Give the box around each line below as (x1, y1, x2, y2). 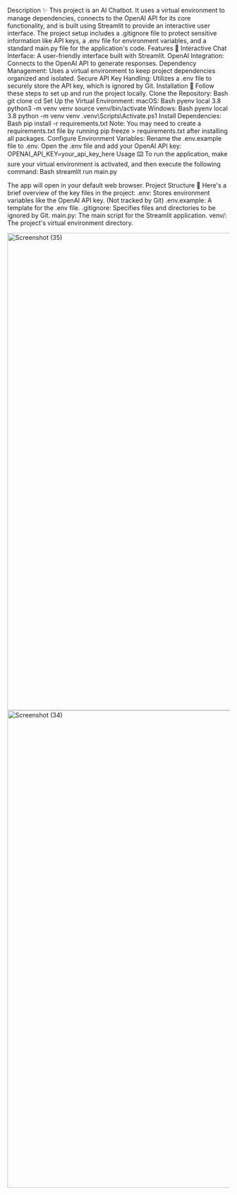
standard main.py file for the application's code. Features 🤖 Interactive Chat (7, 44, 227, 52)
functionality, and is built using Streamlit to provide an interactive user (7, 21, 210, 30)
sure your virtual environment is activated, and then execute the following (7, 160, 221, 168)
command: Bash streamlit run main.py (7, 168, 118, 175)
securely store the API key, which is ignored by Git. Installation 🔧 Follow (7, 81, 215, 90)
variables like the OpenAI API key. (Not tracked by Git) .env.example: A (7, 196, 212, 204)
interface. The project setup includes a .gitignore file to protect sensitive (7, 29, 217, 37)
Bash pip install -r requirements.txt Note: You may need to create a (7, 120, 202, 127)
